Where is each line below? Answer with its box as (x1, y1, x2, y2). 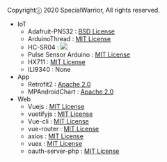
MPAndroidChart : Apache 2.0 (27, 87, 114, 96)
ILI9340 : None (27, 66, 71, 73)
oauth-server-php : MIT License (27, 147, 120, 155)
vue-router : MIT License (27, 125, 100, 133)
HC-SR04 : (27, 43, 59, 51)
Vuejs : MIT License (27, 103, 85, 110)
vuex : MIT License (27, 140, 82, 147)
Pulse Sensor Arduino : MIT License (27, 50, 131, 59)
